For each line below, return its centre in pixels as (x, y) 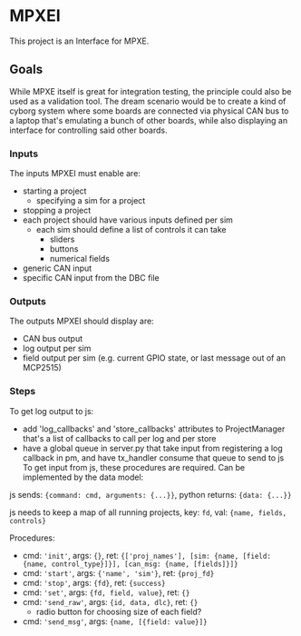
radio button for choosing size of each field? (119, 611)
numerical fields (80, 259)
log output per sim (57, 348)
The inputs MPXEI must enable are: (75, 174)
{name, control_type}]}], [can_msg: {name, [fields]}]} (130, 564)
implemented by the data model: (83, 477)
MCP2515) (42, 368)
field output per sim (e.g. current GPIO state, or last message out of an (154, 358)
